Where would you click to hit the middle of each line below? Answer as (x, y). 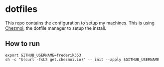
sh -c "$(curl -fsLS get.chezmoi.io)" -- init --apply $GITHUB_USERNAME (82, 60)
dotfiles (21, 9)
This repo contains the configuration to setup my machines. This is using (80, 23)
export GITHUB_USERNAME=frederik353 (43, 55)
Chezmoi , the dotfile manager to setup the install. (56, 28)
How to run (23, 44)
